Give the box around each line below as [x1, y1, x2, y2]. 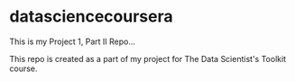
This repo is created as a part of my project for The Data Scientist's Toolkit [9, 53, 287, 64]
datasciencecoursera [9, 6, 173, 27]
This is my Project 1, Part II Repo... [9, 36, 136, 47]
